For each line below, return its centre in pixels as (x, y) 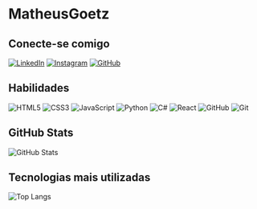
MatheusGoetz (59, 14)
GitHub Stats (41, 133)
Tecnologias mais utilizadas (80, 178)
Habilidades (39, 88)
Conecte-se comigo (59, 44)
